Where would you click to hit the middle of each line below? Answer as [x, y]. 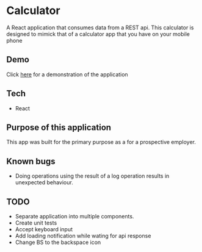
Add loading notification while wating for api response [83, 236]
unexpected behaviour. [44, 182]
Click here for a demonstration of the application [67, 74]
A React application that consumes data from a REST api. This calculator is [100, 27]
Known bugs [31, 161]
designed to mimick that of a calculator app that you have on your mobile [98, 34]
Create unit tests [36, 223]
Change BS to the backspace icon [58, 242]
